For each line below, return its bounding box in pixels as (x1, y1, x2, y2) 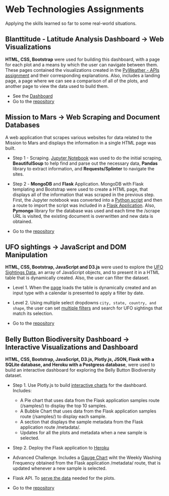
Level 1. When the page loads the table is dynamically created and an (12, 285, 156, 291)
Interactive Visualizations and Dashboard (5, 343, 138, 351)
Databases (5, 121, 40, 129)
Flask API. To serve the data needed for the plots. (12, 475, 116, 481)
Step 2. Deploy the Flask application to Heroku (12, 445, 109, 451)
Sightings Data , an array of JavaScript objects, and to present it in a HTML (5, 269, 160, 276)
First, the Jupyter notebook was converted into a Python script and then (12, 197, 162, 203)
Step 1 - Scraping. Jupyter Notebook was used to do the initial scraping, (12, 155, 162, 161)
